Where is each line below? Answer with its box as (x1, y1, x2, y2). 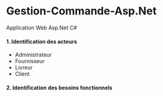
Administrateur (14, 51, 52, 58)
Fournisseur (14, 58, 45, 65)
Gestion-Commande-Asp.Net (6, 4, 157, 18)
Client (14, 70, 30, 77)
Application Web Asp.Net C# (6, 24, 77, 31)
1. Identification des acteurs (6, 38, 78, 45)
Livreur (14, 64, 33, 71)
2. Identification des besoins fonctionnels (6, 84, 112, 91)
